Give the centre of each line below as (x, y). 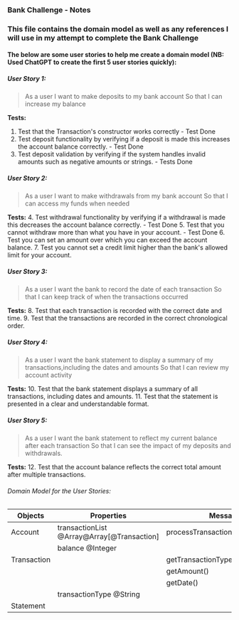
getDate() (182, 583)
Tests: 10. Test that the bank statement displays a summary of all (102, 389)
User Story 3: (27, 271)
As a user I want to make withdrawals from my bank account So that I (127, 196)
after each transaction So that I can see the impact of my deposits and (128, 446)
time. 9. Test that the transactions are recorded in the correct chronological (117, 319)
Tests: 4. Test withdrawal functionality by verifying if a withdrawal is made (117, 218)
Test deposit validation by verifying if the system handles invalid (112, 154)
